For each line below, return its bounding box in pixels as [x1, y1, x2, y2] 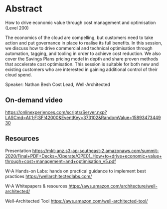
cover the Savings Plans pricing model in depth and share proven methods [5, 55, 159, 61]
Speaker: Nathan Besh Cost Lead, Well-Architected [5, 81, 111, 87]
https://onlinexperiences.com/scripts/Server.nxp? [5, 109, 107, 115]
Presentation [5, 147, 31, 153]
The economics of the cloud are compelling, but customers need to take [5, 34, 154, 40]
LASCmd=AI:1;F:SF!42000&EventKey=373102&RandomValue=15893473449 [5, 114, 161, 120]
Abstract [5, 3, 42, 14]
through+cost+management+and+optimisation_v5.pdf [5, 158, 116, 164]
